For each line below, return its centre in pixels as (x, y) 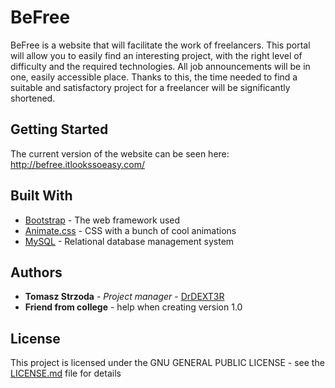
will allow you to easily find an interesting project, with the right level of (156, 55)
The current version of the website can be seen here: (120, 153)
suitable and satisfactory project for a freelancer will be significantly (150, 87)
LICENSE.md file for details (66, 373)
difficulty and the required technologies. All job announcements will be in (160, 66)
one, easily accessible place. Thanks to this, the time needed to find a (154, 77)
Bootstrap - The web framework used (102, 220)
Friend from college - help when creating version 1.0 (133, 307)
